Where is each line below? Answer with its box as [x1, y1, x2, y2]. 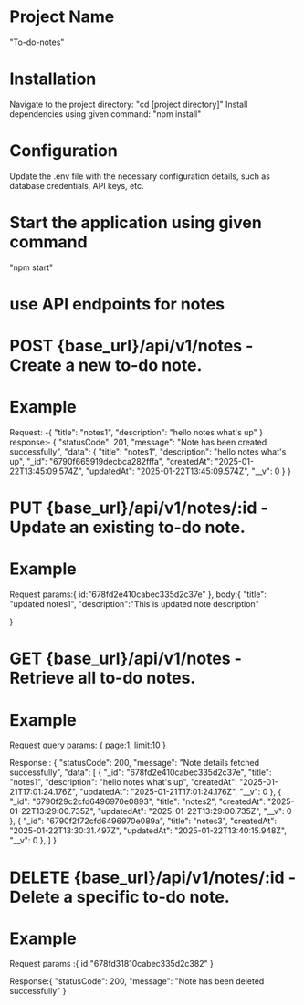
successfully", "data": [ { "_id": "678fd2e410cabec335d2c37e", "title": [9, 767, 272, 778]
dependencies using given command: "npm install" [9, 108, 202, 120]
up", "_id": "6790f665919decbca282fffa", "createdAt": [9, 456, 213, 467]
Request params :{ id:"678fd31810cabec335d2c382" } [9, 958, 215, 969]
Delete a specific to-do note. [9, 886, 230, 907]
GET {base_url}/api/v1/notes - [9, 648, 242, 669]
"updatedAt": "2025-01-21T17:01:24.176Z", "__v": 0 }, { [79, 787, 282, 798]
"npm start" [9, 262, 54, 273]
